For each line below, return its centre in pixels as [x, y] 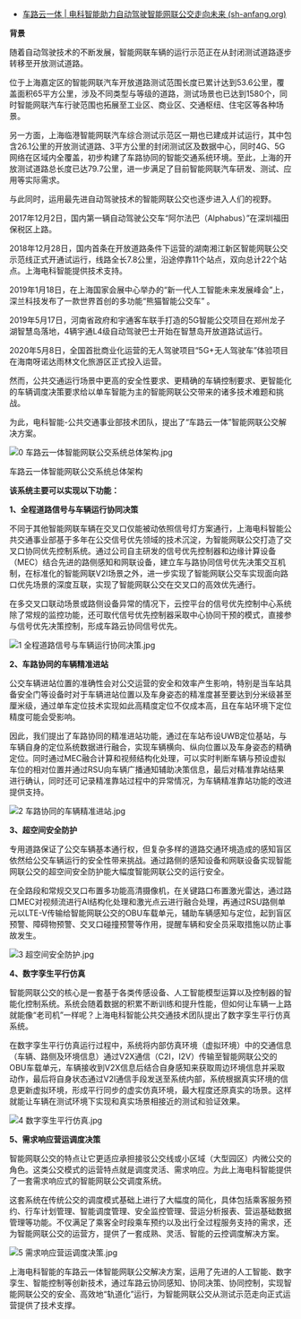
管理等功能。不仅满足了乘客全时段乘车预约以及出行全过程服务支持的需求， [146, 1222]
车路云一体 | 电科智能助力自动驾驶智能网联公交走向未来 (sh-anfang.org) [154, 14]
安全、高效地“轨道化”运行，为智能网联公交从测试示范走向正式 [170, 1294]
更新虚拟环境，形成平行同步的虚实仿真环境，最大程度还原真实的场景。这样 [154, 1090]
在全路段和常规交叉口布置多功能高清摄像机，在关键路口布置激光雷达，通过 [146, 890]
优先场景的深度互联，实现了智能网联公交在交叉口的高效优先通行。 [138, 585]
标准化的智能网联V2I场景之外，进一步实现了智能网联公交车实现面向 [156, 573]
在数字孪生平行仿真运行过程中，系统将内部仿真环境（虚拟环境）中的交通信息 [150, 1045]
